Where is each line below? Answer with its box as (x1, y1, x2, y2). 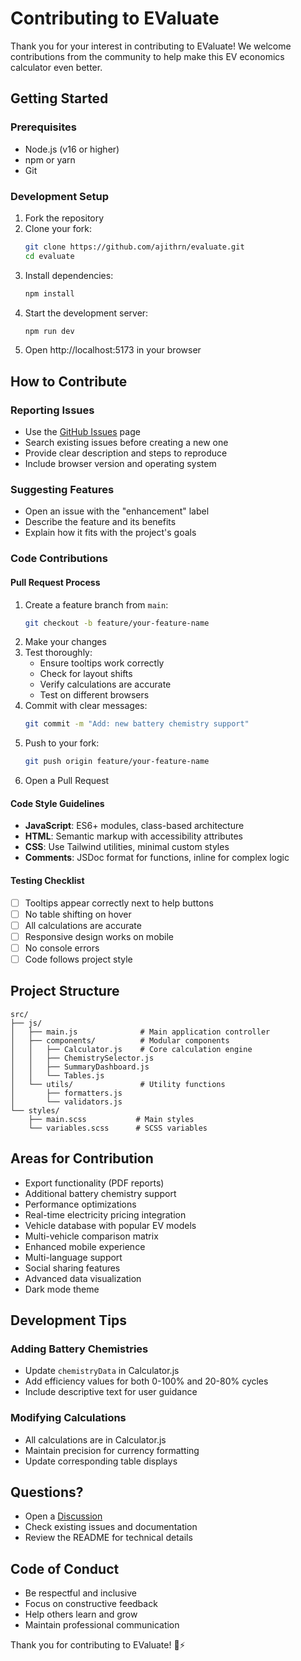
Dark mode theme (24, 1283, 100, 1295)
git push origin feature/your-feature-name (24, 757, 210, 767)
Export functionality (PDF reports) (24, 1177, 165, 1189)
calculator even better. (10, 61, 103, 73)
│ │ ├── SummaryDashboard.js (10, 1062, 150, 1072)
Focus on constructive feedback (24, 1598, 158, 1610)
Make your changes (24, 636, 107, 648)
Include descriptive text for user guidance (24, 1386, 198, 1398)
